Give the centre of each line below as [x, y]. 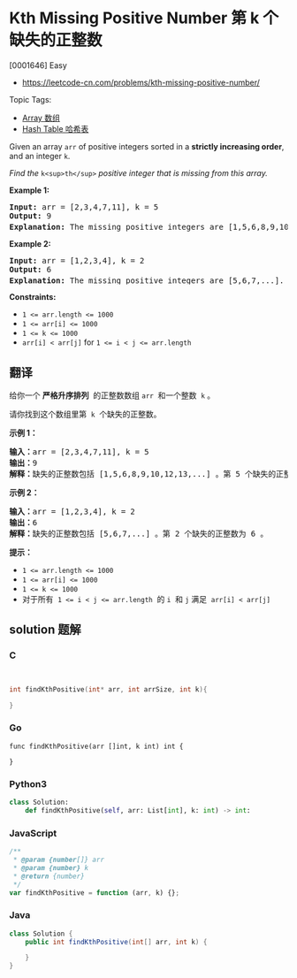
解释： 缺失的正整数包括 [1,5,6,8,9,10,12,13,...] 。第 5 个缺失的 [143, 474]
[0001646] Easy [38, 65]
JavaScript [33, 833]
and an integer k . [40, 156]
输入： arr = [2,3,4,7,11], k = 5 [79, 452]
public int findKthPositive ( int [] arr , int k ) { [116, 942]
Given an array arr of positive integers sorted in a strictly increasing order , [147, 146]
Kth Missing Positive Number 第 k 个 [144, 18]
